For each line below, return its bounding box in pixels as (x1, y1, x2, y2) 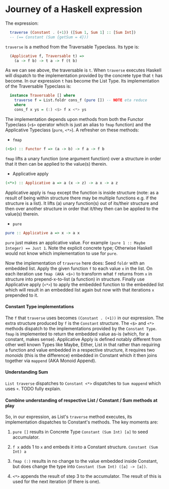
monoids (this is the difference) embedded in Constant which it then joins (5, 352, 157, 358)
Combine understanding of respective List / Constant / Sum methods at (5, 397, 157, 403)
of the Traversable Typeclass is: (5, 83, 71, 89)
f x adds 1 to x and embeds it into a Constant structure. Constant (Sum (12, 444, 158, 450)
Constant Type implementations (5, 304, 74, 310)
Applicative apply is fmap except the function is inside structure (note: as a (5, 189, 159, 195)
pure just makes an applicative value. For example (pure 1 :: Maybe (5, 239, 146, 245)
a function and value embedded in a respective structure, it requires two (5, 346, 155, 353)
